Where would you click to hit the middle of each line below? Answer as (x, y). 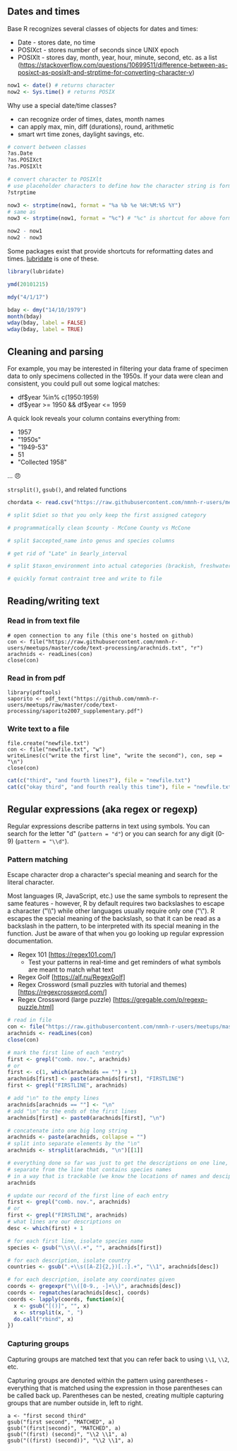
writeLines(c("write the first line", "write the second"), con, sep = (115, 756)
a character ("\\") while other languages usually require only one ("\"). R (111, 911)
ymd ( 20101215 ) (28, 284)
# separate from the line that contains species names (90, 1169)
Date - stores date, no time (56, 42)
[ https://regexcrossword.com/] (62, 992)
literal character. (31, 883)
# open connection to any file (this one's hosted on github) (101, 635)
